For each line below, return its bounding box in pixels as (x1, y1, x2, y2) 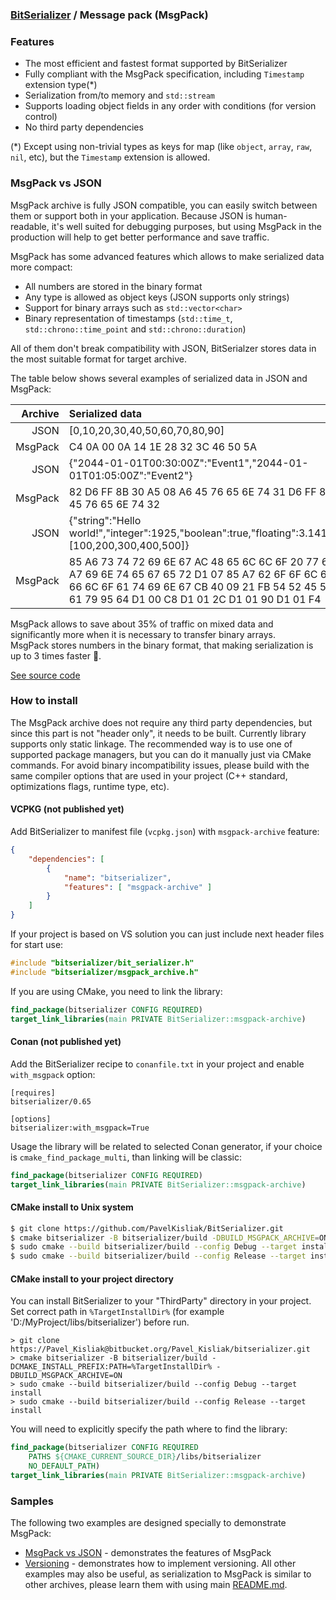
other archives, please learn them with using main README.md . (24, 1579, 288, 1591)
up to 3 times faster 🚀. (10, 649, 102, 662)
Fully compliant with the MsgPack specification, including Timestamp (24, 68, 305, 80)
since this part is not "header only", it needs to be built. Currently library (10, 727, 307, 739)
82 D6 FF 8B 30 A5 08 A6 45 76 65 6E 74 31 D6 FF (68, 484, 317, 498)
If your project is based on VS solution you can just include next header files (10, 928, 325, 940)
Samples (10, 1494, 54, 1508)
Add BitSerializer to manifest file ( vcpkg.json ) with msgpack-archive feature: (10, 826, 320, 838)
